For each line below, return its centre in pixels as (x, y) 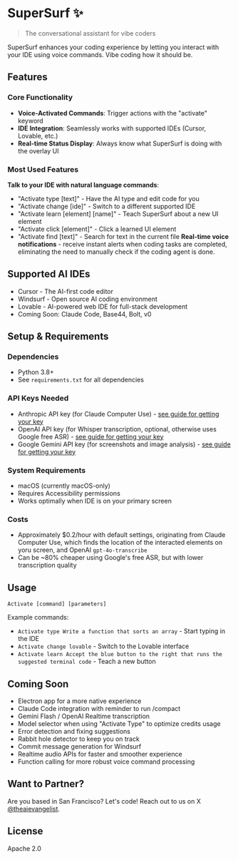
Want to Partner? (46, 784)
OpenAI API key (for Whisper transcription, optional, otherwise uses (117, 429)
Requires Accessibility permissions (69, 493)
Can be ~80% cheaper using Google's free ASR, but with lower (110, 558)
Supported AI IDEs (49, 274)
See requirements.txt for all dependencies (81, 380)
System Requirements (47, 470)
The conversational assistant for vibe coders (90, 33)
